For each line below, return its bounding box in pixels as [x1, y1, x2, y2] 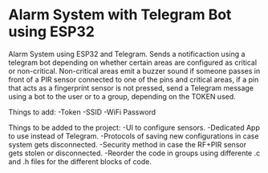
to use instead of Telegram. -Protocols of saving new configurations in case [8, 131, 259, 141]
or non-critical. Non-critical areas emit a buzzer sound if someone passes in [8, 66, 261, 75]
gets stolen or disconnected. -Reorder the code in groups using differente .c [8, 148, 261, 158]
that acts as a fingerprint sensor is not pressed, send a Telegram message [8, 82, 254, 93]
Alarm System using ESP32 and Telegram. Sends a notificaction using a [8, 49, 246, 58]
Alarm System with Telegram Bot [8, 6, 232, 24]
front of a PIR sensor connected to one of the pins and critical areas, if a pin [8, 74, 259, 84]
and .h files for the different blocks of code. [8, 156, 152, 166]
